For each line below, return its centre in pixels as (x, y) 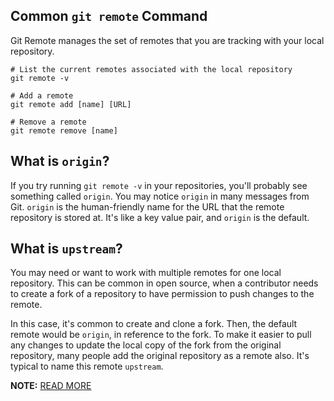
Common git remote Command (109, 16)
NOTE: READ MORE (51, 386)
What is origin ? (60, 161)
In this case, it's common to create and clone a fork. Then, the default (154, 324)
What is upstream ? (66, 249)
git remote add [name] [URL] (71, 104)
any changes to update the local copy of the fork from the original (146, 345)
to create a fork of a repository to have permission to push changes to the (162, 294)
